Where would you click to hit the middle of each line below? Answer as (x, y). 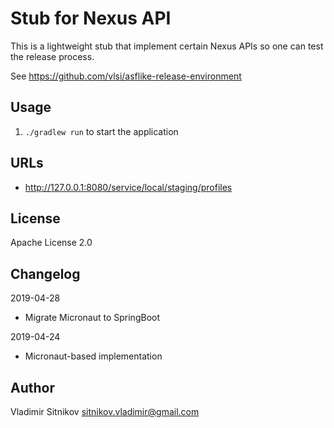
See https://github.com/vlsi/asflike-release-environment (126, 76)
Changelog (45, 273)
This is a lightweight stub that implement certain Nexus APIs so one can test (167, 46)
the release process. (52, 56)
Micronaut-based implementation (93, 356)
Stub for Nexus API (91, 18)
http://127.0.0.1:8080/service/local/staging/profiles (128, 187)
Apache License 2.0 (51, 243)
